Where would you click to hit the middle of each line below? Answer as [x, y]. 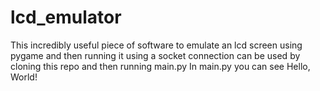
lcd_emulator [66, 17]
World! [24, 77]
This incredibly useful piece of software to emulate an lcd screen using [156, 45]
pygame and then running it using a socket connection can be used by [155, 55]
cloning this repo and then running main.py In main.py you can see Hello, [160, 66]
